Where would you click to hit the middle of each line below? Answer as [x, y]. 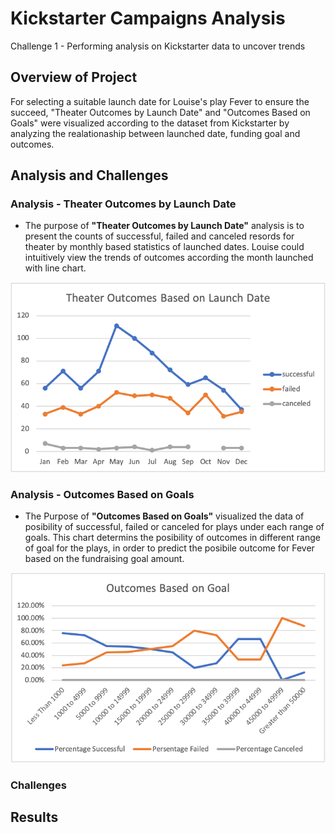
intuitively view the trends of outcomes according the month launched [169, 258]
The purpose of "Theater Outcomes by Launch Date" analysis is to [164, 226]
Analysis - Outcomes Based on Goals [102, 494]
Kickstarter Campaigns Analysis [148, 18]
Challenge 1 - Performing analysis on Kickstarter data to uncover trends [158, 46]
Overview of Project [74, 77]
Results [34, 817]
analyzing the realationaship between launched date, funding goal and [155, 133]
